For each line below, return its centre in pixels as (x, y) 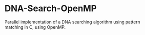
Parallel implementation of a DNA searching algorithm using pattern (72, 22)
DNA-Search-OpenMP (51, 9)
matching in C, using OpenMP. (35, 27)
